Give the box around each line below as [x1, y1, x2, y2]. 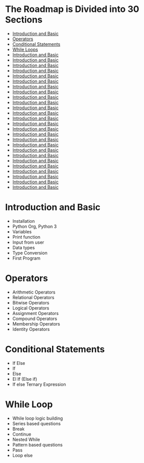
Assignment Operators [12, 310, 59, 316]
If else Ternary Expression [12, 381, 66, 387]
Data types [12, 244, 35, 250]
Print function [12, 234, 41, 240]
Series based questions [12, 420, 61, 427]
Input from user [12, 239, 45, 245]
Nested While [12, 436, 41, 442]
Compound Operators [12, 315, 57, 321]
